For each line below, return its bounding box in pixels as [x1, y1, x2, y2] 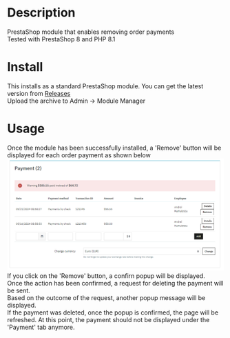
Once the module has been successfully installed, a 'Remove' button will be [7, 143, 222, 152]
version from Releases [7, 89, 71, 97]
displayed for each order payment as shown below [7, 150, 151, 159]
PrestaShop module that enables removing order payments [7, 28, 174, 36]
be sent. [7, 286, 31, 295]
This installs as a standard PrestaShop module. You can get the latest [7, 81, 204, 90]
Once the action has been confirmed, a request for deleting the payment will [7, 279, 224, 288]
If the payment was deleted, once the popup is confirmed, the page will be [7, 308, 219, 317]
